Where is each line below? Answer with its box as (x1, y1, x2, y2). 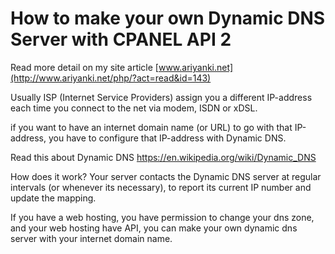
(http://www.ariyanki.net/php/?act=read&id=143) (10, 72, 212, 84)
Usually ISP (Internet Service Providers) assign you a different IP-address (10, 91, 313, 103)
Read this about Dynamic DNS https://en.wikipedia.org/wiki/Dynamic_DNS (10, 151, 317, 163)
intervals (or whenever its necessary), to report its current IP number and (10, 181, 312, 193)
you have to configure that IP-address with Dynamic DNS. (48, 132, 287, 144)
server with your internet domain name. (10, 232, 173, 244)
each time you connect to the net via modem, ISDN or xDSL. (10, 102, 258, 114)
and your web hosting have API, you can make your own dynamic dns (10, 222, 298, 234)
